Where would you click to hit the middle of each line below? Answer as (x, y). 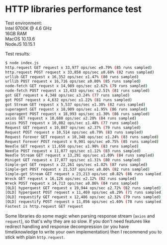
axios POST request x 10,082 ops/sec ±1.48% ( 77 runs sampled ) (72, 123)
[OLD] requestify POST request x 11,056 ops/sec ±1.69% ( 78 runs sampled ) (84, 202)
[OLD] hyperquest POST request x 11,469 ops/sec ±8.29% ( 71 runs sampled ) (84, 193)
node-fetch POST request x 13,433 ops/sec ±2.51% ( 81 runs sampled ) (78, 91)
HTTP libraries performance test (73, 9)
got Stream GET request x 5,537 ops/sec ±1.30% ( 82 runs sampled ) (75, 105)
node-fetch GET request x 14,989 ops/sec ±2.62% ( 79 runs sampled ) (77, 86)
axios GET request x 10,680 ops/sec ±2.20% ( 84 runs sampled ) (71, 119)
